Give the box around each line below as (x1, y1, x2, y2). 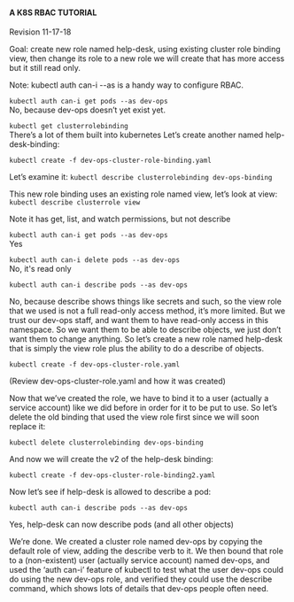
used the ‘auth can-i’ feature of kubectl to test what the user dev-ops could (9, 565, 284, 575)
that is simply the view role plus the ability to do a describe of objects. (9, 343, 265, 354)
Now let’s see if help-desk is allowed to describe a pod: (9, 487, 211, 498)
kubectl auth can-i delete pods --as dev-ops (9, 256, 180, 265)
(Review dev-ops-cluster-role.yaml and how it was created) (9, 376, 226, 387)
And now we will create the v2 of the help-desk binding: (9, 454, 214, 465)
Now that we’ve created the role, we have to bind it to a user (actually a (9, 393, 269, 404)
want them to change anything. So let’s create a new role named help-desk (9, 334, 283, 344)
